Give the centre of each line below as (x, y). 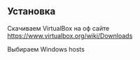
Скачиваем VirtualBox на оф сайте (58, 28)
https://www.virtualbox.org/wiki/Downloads (70, 36)
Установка (31, 12)
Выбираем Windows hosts (46, 49)
